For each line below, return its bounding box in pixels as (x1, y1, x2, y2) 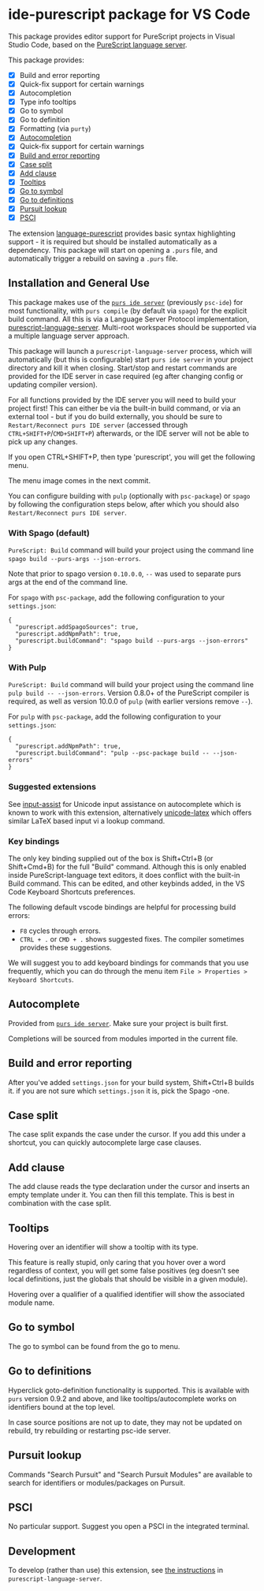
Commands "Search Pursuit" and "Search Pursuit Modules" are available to (8, 1470, 253, 1479)
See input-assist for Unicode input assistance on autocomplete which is (8, 799, 242, 809)
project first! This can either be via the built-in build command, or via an (8, 403, 241, 413)
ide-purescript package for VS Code (8, 6, 251, 24)
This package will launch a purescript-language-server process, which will (8, 346, 252, 355)
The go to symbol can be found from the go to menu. (8, 1341, 180, 1351)
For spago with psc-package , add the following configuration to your (8, 593, 225, 602)
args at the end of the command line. (8, 578, 128, 587)
